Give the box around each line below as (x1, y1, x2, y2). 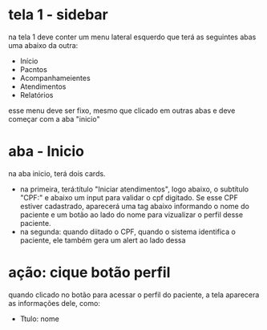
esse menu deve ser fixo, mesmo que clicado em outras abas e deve (8, 106, 236, 115)
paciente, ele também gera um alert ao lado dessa (19, 235, 186, 245)
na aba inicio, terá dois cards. (8, 168, 106, 178)
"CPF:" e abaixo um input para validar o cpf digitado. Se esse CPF (19, 192, 239, 202)
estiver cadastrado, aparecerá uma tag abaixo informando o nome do (19, 201, 250, 211)
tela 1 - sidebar (8, 6, 108, 24)
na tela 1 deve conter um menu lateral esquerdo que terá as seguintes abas (8, 32, 257, 42)
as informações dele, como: (8, 298, 100, 308)
